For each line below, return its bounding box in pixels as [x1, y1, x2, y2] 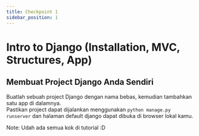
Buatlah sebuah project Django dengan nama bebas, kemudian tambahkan [6, 93, 192, 100]
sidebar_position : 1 [6, 14, 59, 20]
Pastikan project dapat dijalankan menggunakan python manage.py [6, 106, 171, 113]
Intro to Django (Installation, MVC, [6, 40, 180, 54]
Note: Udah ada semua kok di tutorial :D [6, 124, 106, 131]
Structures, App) [6, 53, 93, 67]
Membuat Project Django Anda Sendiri [6, 77, 154, 87]
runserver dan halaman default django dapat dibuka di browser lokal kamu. [6, 112, 194, 119]
